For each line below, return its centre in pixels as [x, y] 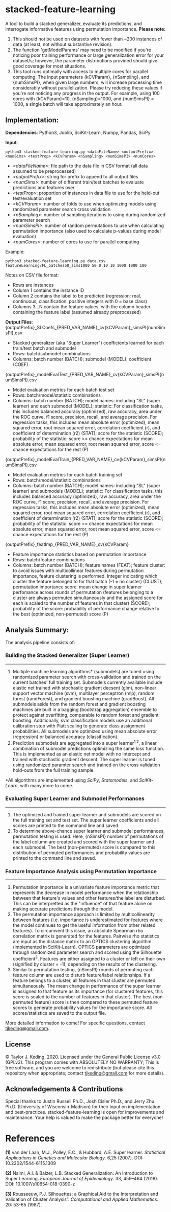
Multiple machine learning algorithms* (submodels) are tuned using [83, 671]
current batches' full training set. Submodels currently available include [88, 682]
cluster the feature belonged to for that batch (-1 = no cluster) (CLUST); [88, 581]
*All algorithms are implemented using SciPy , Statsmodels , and [72, 780]
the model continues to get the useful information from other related [84, 925]
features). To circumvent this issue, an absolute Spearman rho [78, 931]
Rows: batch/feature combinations [49, 559]
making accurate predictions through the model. [63, 909]
